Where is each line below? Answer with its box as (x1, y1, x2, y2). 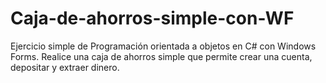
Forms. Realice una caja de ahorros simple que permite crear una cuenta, (10, 50, 313, 62)
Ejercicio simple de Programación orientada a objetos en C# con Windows (10, 40, 317, 52)
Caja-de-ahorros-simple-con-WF (10, 7, 295, 30)
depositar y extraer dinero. (10, 61, 120, 73)
